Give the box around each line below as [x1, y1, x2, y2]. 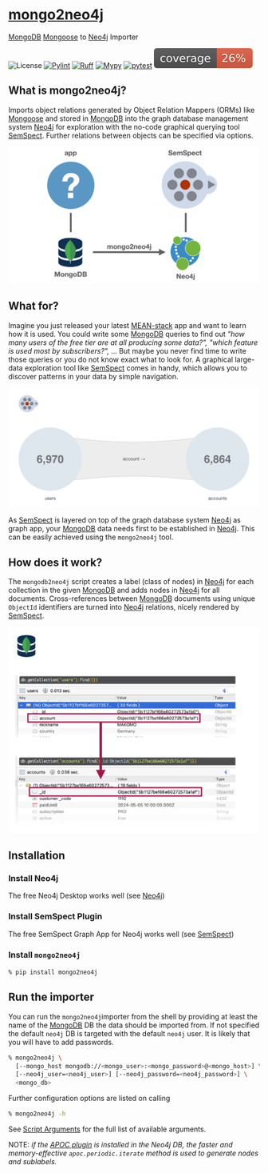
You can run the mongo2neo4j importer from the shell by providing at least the [8, 1011, 258, 1021]
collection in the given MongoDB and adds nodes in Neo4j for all [8, 586, 220, 595]
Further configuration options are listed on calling [8, 1094, 171, 1103]
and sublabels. [8, 1157, 57, 1166]
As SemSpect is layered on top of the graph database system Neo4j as [8, 515, 242, 525]
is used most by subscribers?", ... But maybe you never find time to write [8, 346, 247, 355]
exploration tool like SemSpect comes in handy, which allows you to [24, 362, 247, 373]
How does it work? [8, 555, 103, 569]
